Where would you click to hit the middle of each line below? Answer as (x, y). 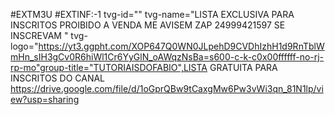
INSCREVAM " (39, 35)
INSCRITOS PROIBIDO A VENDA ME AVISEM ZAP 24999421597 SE (148, 25)
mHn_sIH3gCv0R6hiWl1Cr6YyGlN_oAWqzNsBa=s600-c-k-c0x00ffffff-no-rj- (167, 57)
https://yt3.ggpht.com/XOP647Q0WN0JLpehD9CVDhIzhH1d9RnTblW (181, 46)
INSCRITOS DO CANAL (58, 78)
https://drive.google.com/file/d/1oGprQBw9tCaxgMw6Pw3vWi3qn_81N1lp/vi (167, 88)
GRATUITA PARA (243, 67)
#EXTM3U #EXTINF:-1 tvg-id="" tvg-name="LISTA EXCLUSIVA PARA (152, 14)
